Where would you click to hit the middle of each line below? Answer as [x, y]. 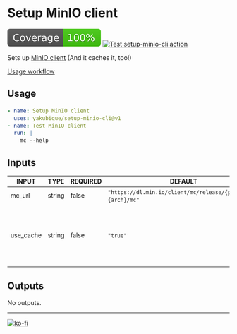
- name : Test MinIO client [47, 126]
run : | [23, 133]
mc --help [35, 141]
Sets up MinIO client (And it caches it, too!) [69, 57]
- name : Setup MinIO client [49, 111]
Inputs [22, 163]
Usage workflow [31, 71]
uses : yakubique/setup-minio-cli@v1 [67, 118]
